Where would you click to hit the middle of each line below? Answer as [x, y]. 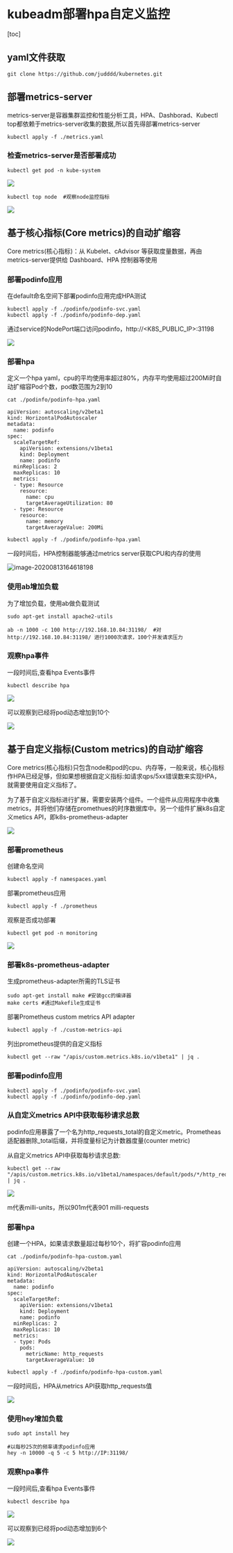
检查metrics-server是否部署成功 [62, 156]
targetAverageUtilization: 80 [69, 503]
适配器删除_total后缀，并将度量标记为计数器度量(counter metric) [99, 1140]
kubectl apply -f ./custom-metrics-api [65, 1030]
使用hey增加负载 [35, 1419]
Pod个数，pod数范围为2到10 [72, 387]
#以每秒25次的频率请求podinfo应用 [51, 1447]
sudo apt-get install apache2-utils [60, 616]
